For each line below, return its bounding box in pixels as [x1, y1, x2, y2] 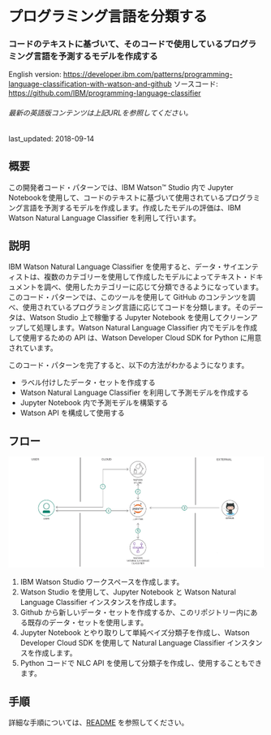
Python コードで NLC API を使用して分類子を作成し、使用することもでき [19, 659, 262, 668]
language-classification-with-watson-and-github [8, 79, 172, 89]
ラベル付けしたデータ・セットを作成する [19, 378, 156, 387]
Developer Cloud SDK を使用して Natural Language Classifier [19, 638, 226, 648]
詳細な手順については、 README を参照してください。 [8, 718, 189, 728]
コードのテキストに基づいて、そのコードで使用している [8, 38, 224, 50]
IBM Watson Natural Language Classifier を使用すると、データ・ [8, 262, 224, 272]
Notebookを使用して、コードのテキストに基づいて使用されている [8, 192, 226, 202]
